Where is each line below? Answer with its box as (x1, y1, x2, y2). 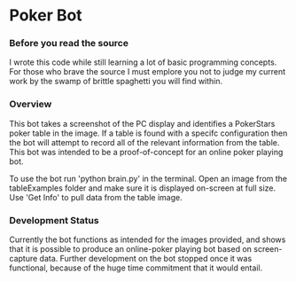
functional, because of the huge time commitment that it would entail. (9, 262, 263, 273)
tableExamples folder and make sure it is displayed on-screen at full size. (9, 183, 277, 193)
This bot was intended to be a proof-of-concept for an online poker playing (9, 146, 284, 157)
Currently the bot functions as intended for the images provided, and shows (9, 234, 286, 245)
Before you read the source (9, 37, 129, 50)
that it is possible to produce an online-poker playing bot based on (9, 244, 253, 255)
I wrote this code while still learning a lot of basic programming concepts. (9, 57, 277, 67)
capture (9, 254, 38, 264)
